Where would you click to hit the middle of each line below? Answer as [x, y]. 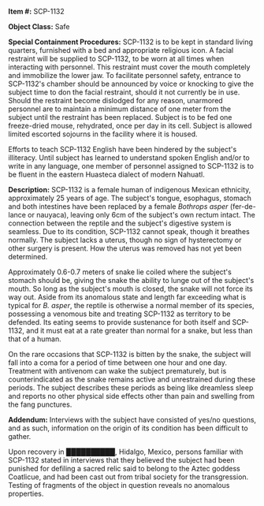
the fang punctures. [40, 404]
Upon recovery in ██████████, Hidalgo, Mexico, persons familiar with [126, 452]
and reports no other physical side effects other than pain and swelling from [131, 396]
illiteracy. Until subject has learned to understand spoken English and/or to [129, 158]
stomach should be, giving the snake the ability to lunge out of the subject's [131, 280]
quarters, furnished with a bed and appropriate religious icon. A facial [121, 50]
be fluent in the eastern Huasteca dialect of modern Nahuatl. [106, 174]
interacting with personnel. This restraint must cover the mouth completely [129, 67]
